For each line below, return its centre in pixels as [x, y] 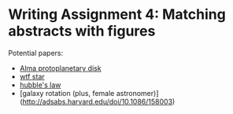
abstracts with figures [82, 31]
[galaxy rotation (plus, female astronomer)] [89, 93]
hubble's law [40, 85]
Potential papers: [36, 53]
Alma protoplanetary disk [60, 68]
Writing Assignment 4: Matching [117, 15]
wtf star [32, 76]
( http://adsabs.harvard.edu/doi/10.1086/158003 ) [97, 101]
